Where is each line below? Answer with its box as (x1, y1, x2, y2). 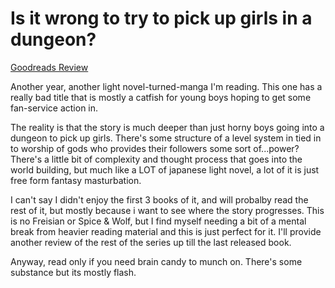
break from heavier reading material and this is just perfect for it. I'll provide (10, 225, 322, 237)
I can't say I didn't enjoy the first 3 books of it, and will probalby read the (10, 193, 309, 206)
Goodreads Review (10, 61, 89, 73)
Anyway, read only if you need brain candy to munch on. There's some (10, 255, 303, 267)
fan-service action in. (10, 102, 99, 114)
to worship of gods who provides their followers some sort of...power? (10, 142, 300, 154)
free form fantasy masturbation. (10, 174, 142, 186)
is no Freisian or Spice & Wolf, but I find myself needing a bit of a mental (10, 215, 307, 227)
